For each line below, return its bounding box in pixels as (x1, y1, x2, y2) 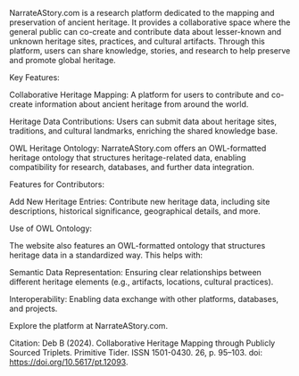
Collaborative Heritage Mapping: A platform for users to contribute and (9, 89, 270, 100)
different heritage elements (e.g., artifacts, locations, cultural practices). (9, 276, 274, 287)
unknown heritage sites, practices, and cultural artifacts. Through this (9, 36, 265, 46)
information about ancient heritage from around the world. (34, 99, 249, 110)
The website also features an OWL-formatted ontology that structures (9, 241, 266, 250)
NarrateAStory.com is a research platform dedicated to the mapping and (9, 8, 275, 18)
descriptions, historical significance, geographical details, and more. (9, 206, 261, 217)
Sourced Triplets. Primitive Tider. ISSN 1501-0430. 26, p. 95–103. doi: (9, 347, 263, 357)
